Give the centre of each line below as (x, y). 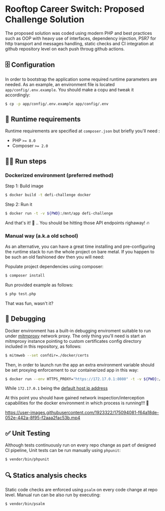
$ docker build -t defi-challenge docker (48, 195)
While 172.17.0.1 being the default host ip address (56, 388)
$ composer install (25, 276)
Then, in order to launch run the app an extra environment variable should (80, 364)
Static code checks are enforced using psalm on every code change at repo (82, 489)
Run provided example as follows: (39, 285)
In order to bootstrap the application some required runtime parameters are (81, 79)
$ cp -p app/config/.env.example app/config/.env (57, 104)
